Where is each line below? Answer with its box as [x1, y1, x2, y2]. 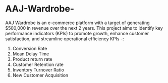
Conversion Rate [12, 45, 47, 51]
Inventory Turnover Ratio [12, 66, 65, 73]
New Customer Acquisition [12, 72, 69, 78]
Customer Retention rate [12, 61, 64, 67]
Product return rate [12, 56, 53, 62]
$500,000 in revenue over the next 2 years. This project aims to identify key [5, 25, 163, 31]
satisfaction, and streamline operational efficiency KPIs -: [5, 36, 124, 42]
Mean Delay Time [12, 51, 49, 57]
